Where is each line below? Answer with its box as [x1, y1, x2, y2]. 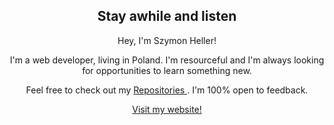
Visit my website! [132, 103, 202, 115]
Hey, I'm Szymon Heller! [117, 34, 217, 46]
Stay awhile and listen [97, 8, 237, 25]
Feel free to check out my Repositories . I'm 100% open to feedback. [25, 84, 309, 96]
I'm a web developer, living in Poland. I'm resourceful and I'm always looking [9, 54, 325, 66]
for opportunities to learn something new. [82, 64, 252, 76]
